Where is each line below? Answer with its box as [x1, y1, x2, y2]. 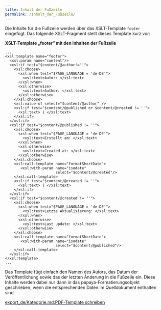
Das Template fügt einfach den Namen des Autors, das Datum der [5, 269, 138, 275]
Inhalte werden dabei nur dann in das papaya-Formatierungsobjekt [5, 279, 140, 285]
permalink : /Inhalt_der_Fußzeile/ [5, 12, 76, 17]
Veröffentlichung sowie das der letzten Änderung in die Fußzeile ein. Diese [5, 274, 156, 280]
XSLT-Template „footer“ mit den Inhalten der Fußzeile [5, 40, 116, 46]
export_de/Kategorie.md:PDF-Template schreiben [5, 299, 105, 305]
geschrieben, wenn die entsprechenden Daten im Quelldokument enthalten [5, 284, 157, 290]
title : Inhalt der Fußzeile [5, 7, 63, 12]
